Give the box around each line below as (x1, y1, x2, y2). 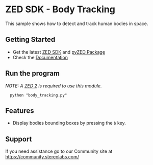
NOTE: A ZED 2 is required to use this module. (5, 83, 102, 89)
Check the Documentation (12, 54, 68, 60)
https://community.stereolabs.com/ (5, 154, 80, 160)
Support (5, 134, 32, 144)
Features (5, 106, 34, 115)
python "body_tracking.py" (10, 92, 67, 98)
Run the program (5, 69, 60, 78)
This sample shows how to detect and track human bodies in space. (5, 20, 148, 27)
